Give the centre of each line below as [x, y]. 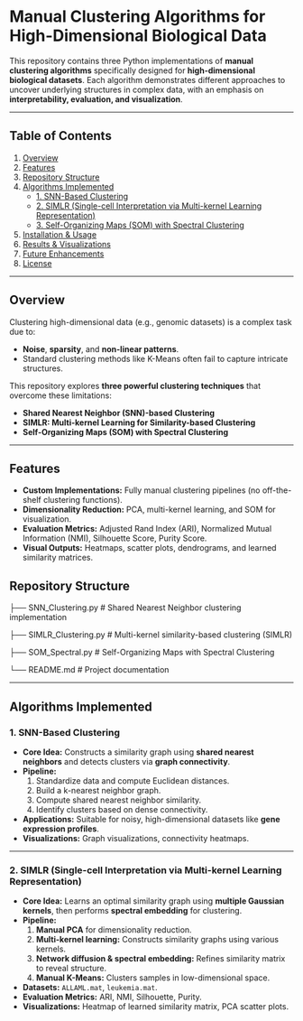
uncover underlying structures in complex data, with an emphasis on [137, 89]
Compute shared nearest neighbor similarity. [119, 800]
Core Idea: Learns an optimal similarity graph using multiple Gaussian [153, 901]
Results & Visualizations [66, 244]
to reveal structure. [71, 969]
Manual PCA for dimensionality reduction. [114, 930]
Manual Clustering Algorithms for [138, 17]
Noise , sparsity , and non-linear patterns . [101, 348]
